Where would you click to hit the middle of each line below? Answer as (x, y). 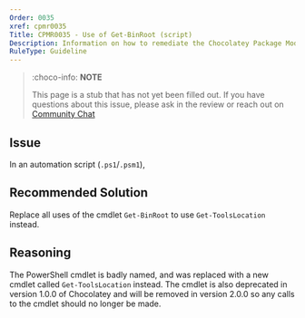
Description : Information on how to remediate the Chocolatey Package (146, 43)
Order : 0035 (32, 18)
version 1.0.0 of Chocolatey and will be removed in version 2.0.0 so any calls (152, 294)
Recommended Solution (79, 193)
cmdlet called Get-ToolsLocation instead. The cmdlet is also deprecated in (148, 284)
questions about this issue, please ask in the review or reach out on (157, 104)
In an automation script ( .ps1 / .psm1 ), (77, 164)
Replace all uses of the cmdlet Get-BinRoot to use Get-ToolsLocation (138, 215)
